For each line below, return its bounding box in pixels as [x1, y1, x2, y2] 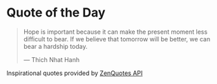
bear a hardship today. [23, 42, 88, 50]
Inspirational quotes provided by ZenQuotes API [6, 69, 143, 77]
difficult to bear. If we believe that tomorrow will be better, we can [23, 34, 211, 43]
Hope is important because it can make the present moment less [23, 28, 208, 36]
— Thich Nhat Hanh [23, 55, 80, 63]
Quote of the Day [6, 5, 106, 21]
